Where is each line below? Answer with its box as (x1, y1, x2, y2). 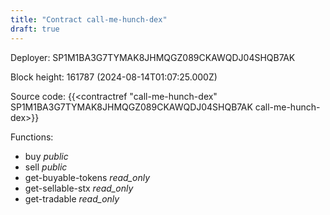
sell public (24, 161, 68, 173)
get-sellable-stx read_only (24, 182, 134, 194)
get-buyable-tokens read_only (24, 171, 151, 183)
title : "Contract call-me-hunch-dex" (10, 14, 168, 25)
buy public (24, 150, 69, 162)
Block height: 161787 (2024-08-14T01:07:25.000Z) (10, 71, 218, 83)
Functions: (10, 131, 54, 143)
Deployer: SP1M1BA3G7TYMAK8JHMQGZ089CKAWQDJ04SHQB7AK (10, 51, 296, 63)
